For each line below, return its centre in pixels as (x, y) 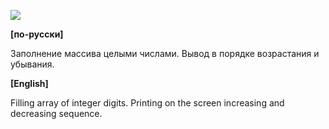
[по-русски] (37, 34)
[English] (29, 83)
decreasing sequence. (56, 113)
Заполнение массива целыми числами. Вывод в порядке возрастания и (165, 53)
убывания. (32, 64)
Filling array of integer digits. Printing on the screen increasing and (147, 103)
